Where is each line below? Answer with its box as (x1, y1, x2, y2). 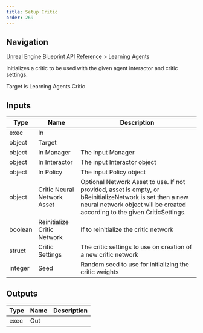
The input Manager (80, 148, 135, 157)
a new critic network (80, 251, 139, 259)
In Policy (38, 168, 63, 176)
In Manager (38, 148, 71, 157)
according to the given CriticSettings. (80, 208, 186, 217)
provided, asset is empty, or (80, 185, 160, 194)
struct (9, 246, 26, 255)
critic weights (80, 268, 119, 276)
